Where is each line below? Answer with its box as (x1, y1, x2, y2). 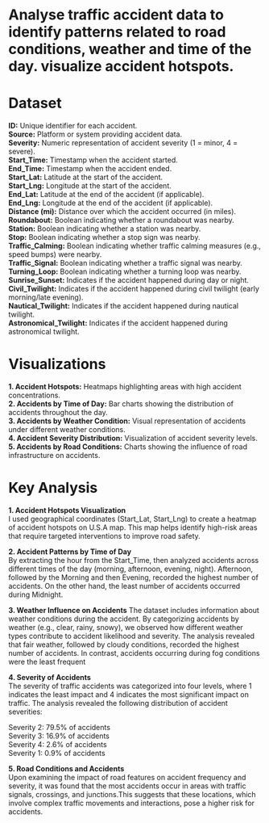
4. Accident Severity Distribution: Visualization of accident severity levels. (8, 434, 258, 443)
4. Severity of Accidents (8, 673, 91, 682)
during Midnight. (8, 590, 64, 599)
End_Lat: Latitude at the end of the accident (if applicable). (8, 190, 205, 199)
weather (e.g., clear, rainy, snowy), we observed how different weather (8, 623, 243, 632)
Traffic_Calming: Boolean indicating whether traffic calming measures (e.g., (8, 241, 262, 251)
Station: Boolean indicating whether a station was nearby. (8, 224, 201, 233)
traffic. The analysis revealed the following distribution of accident (8, 699, 228, 708)
